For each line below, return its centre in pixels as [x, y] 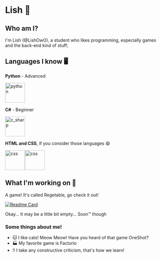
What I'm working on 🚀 [41, 183]
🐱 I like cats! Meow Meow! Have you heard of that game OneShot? [80, 237]
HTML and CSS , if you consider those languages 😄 [58, 143]
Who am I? [22, 28]
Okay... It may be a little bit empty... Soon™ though [56, 214]
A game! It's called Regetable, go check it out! [52, 195]
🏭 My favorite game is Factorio [44, 243]
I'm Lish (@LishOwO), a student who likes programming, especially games [81, 40]
